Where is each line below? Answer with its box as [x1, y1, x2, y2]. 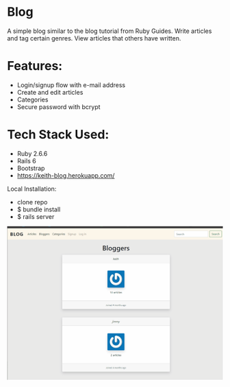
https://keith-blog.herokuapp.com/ [16, 171, 115, 179]
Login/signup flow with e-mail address [16, 80, 126, 89]
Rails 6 [16, 156, 36, 165]
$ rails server [16, 212, 55, 220]
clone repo [16, 198, 48, 206]
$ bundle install [16, 205, 61, 213]
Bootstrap [16, 164, 45, 172]
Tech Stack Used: [7, 127, 110, 143]
